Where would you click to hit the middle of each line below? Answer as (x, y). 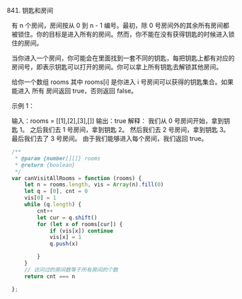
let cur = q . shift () (67, 218)
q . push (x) (64, 244)
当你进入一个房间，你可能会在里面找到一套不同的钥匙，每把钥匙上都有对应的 (123, 58)
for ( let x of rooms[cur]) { (80, 224)
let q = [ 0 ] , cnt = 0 (56, 192)
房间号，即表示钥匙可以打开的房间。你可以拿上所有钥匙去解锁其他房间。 (117, 67)
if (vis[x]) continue (81, 231)
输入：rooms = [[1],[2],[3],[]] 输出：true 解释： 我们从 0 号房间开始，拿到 (118, 121)
